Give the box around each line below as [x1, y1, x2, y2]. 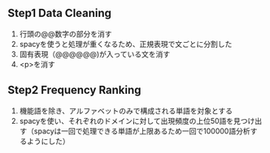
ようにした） [26, 136, 70, 146]
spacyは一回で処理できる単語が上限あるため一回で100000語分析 [33, 125, 250, 136]
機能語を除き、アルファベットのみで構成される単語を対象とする [19, 105, 233, 116]
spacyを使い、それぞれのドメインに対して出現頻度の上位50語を [19, 116, 234, 125]
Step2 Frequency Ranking [7, 83, 142, 97]
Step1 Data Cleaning [7, 6, 111, 20]
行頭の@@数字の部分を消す [19, 28, 112, 39]
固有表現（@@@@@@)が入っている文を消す [19, 49, 171, 59]
